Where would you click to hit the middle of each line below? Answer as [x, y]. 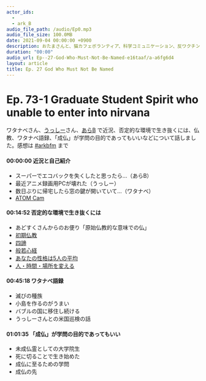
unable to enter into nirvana [78, 113]
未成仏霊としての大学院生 [48, 349]
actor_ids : [20, 12]
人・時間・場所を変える [45, 266]
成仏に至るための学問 [42, 364]
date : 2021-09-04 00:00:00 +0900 [49, 40]
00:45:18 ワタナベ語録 [35, 281]
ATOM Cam [30, 198]
